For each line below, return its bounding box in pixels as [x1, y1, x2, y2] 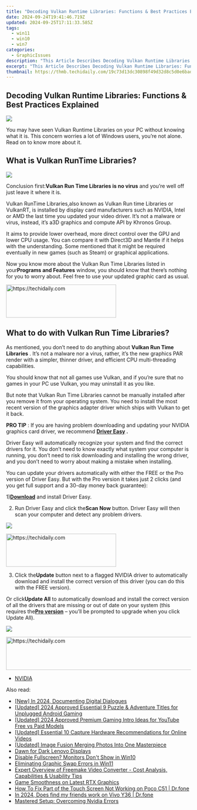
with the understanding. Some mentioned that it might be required [6, 242, 165, 250]
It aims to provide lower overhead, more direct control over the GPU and [6, 230, 181, 237]
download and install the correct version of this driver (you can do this [14, 577, 185, 585]
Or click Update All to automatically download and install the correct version [6, 595, 189, 603]
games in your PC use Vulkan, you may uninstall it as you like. [6, 380, 155, 387]
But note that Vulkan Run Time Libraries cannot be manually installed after [6, 391, 185, 399]
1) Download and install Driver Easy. [6, 493, 92, 500]
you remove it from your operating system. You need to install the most [6, 397, 178, 404]
